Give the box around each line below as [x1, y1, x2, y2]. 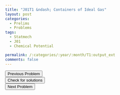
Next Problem [7, 84, 33, 90]
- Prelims [9, 21, 30, 26]
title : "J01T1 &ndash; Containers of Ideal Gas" [5, 7, 107, 12]
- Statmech [9, 35, 32, 40]
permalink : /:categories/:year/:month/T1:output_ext [5, 52, 116, 57]
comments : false [5, 57, 38, 62]
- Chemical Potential [9, 44, 54, 48]
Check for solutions [7, 78, 43, 83]
